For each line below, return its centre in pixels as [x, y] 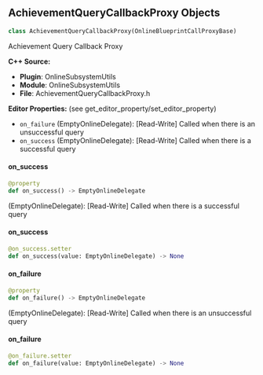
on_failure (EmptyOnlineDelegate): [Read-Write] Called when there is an [137, 123]
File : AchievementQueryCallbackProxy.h [85, 93]
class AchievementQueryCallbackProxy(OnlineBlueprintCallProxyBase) [122, 31]
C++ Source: [29, 61]
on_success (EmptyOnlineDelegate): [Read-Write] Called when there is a [135, 140]
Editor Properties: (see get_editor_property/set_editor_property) [113, 108]
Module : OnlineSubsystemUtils [69, 85]
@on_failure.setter [40, 356]
